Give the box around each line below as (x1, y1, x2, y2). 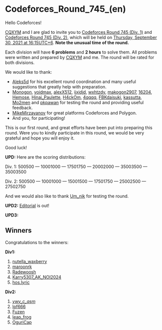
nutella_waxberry (12, 258, 47, 264)
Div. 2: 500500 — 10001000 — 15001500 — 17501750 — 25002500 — (5, 178, 146, 184)
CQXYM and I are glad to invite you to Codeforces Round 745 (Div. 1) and (5, 29, 152, 35)
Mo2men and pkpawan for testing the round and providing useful (12, 99, 144, 105)
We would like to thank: (5, 69, 52, 75)
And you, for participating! (12, 115, 65, 121)
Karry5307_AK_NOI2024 (12, 274, 62, 280)
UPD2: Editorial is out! (5, 202, 50, 208)
